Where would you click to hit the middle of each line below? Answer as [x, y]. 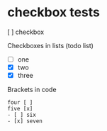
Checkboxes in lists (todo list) [51, 45]
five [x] [20, 109]
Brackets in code [32, 90]
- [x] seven [25, 121]
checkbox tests [54, 12]
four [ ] [20, 103]
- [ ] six [22, 115]
